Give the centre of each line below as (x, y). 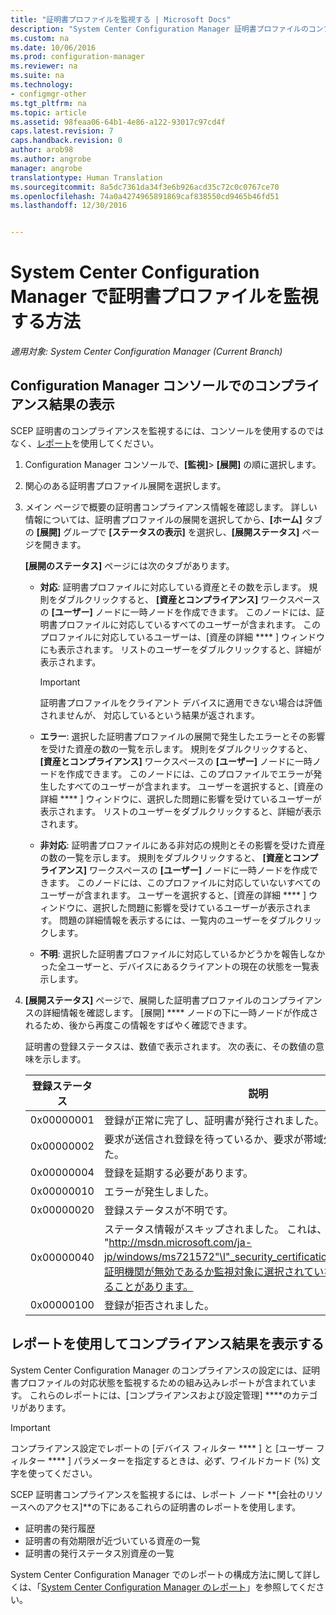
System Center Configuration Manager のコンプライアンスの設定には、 (156, 1370)
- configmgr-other (48, 94)
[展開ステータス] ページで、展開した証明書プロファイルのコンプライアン (173, 1000)
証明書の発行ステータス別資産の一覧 (99, 1553)
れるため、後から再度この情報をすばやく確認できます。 (138, 1025)
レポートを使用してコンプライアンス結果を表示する (167, 1344)
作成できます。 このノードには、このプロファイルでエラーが (190, 773)
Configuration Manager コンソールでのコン (145, 386)
